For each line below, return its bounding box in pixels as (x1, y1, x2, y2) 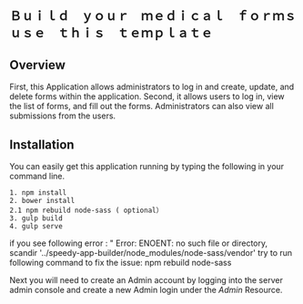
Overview (9, 57, 66, 73)
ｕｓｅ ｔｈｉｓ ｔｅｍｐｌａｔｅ (9, 25, 213, 41)
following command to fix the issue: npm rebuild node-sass (9, 258, 232, 269)
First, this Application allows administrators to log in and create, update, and (9, 81, 295, 93)
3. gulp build (9, 214, 64, 223)
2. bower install (9, 197, 76, 206)
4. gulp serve (9, 222, 64, 231)
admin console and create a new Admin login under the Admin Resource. (9, 285, 283, 296)
